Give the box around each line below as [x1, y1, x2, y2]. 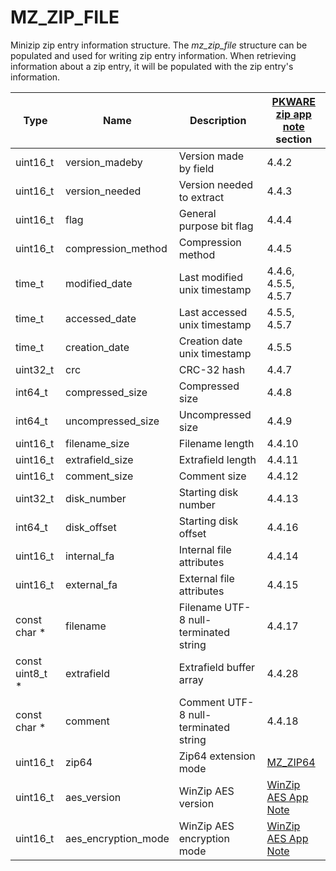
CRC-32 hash [178, 362, 246, 376]
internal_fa [64, 549, 115, 563]
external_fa [64, 577, 118, 591]
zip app [275, 107, 312, 121]
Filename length [178, 436, 255, 450]
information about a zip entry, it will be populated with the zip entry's [10, 60, 294, 72]
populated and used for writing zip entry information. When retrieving [10, 49, 297, 61]
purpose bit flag [178, 219, 254, 233]
